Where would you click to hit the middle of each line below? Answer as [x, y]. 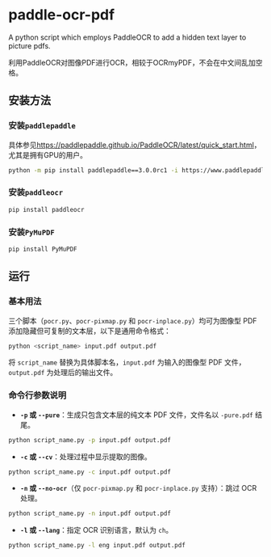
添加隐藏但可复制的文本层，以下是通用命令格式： [90, 331]
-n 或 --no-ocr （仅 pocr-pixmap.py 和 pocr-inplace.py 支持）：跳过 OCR [138, 488]
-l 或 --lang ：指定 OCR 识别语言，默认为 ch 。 [96, 530]
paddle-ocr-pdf [62, 15]
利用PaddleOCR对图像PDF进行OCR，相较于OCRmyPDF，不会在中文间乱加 [132, 62]
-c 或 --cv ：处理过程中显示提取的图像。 [85, 456]
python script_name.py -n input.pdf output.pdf [90, 514]
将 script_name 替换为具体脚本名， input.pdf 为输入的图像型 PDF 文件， [127, 362]
